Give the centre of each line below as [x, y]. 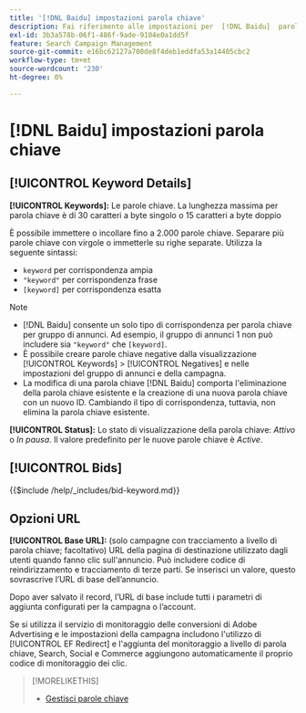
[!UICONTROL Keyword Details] [101, 183]
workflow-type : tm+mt [51, 60]
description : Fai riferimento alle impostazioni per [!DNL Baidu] [140, 26]
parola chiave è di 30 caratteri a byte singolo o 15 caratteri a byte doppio [146, 215]
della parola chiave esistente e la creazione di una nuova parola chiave [155, 393]
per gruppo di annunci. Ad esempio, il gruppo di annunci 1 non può [148, 334]
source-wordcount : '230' [56, 69]
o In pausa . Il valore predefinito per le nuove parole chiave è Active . [136, 439]
